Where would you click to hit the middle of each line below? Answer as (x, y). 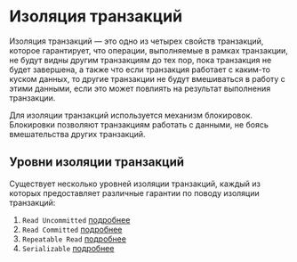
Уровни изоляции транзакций (97, 162)
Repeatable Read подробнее (74, 239)
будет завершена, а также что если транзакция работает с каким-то (140, 70)
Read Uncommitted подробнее (76, 219)
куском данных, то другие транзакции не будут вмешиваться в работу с (148, 78)
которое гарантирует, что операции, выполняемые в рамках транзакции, (149, 50)
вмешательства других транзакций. (77, 134)
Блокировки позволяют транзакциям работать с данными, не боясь (139, 124)
